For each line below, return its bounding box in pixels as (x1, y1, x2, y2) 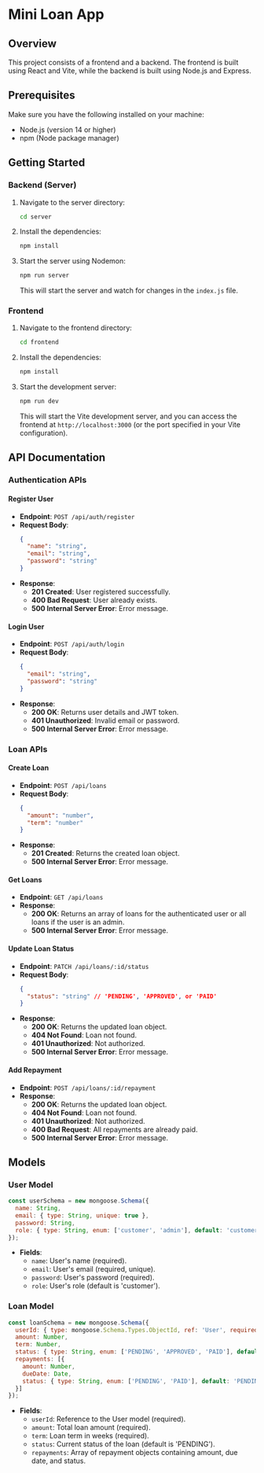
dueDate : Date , (22, 1370, 72, 1378)
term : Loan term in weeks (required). (31, 1431, 149, 1441)
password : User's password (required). (31, 1272, 155, 1283)
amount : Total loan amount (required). (31, 1423, 151, 1432)
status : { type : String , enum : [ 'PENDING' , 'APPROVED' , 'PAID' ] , (15, 1348, 234, 1356)
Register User (8, 494, 54, 503)
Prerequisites (8, 89, 75, 102)
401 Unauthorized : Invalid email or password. (31, 716, 180, 725)
